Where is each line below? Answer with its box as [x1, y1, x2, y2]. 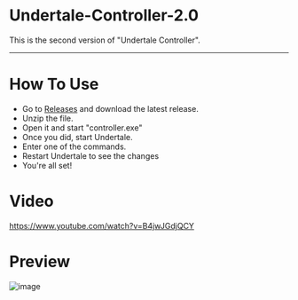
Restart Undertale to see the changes [21, 150, 160, 161]
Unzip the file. [21, 113, 74, 123]
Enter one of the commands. [21, 141, 127, 152]
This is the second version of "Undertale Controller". [9, 35, 201, 45]
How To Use [9, 75, 99, 94]
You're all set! [21, 160, 73, 170]
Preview [9, 252, 71, 272]
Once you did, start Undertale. [21, 131, 133, 142]
